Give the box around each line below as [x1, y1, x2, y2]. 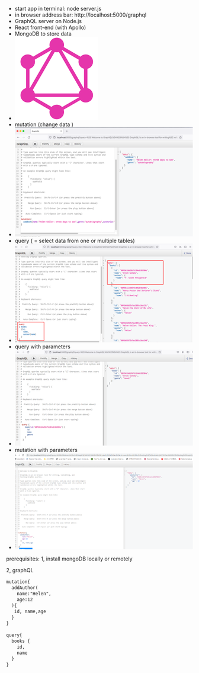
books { [11, 638, 31, 645]
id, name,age [14, 608, 46, 615]
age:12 [17, 597, 33, 603]
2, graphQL [6, 567, 34, 574]
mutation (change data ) [14, 121, 74, 128]
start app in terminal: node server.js [14, 5, 102, 12]
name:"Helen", [17, 591, 52, 597]
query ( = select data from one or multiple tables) [14, 237, 135, 245]
